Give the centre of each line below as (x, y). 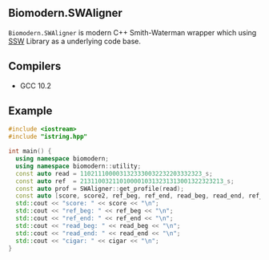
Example (30, 111)
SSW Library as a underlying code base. (75, 41)
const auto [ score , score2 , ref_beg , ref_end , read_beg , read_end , (130, 196)
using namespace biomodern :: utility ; (78, 166)
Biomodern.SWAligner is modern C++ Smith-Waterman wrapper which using (132, 32)
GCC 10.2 (36, 85)
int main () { (30, 152)
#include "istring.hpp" (48, 137)
